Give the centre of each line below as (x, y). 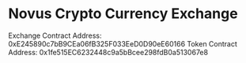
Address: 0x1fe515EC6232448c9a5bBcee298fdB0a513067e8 (108, 52)
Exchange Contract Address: (55, 35)
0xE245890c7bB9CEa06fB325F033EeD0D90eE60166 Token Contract (123, 43)
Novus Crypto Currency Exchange (123, 14)
